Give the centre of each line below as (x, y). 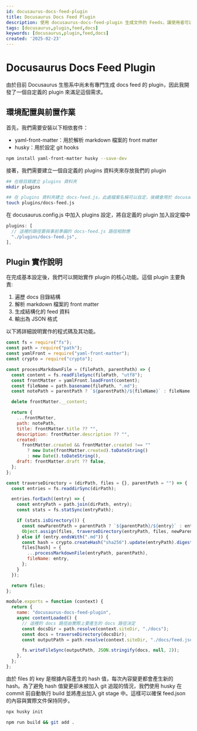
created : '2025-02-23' (34, 39)
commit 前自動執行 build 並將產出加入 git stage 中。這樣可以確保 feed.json (96, 693)
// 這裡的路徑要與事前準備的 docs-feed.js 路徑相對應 (71, 232)
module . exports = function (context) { (55, 601)
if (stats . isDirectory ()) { (51, 521)
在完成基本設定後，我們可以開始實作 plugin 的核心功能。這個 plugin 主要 (93, 277)
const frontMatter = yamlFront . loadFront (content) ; (76, 380)
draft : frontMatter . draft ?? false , (62, 462)
